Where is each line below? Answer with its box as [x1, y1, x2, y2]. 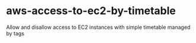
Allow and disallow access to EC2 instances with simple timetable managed [6, 24, 191, 31]
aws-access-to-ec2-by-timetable [6, 4, 176, 18]
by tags [6, 29, 25, 37]
